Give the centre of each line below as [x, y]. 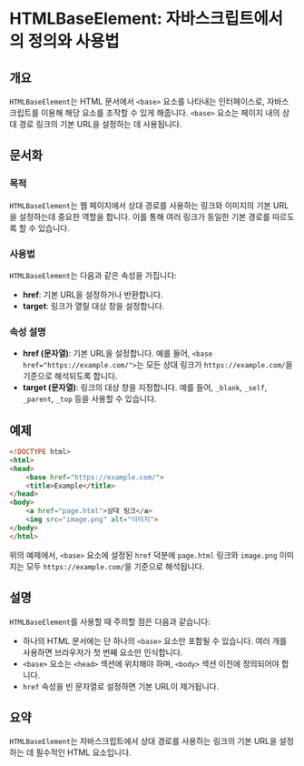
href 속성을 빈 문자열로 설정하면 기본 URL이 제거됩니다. [121, 686]
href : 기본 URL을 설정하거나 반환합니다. [93, 294]
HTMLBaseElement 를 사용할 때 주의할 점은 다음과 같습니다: [110, 621]
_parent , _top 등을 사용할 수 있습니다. [89, 399]
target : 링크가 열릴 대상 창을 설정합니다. [93, 306]
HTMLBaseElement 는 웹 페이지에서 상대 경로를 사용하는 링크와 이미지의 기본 [140, 205]
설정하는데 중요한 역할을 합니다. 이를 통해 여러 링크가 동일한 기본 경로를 [144, 217]
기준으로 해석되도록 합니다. [70, 376]
